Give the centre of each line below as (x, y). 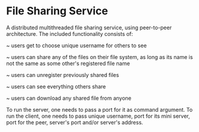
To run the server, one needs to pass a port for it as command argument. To (99, 109)
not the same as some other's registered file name (68, 63)
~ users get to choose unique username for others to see (76, 45)
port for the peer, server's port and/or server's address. (75, 122)
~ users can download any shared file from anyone (69, 98)
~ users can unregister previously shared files (63, 75)
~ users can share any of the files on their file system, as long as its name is (99, 57)
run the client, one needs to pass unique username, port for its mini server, (98, 116)
